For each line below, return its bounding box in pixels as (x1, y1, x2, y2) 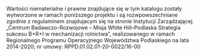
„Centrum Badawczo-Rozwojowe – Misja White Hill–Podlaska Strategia (6, 24, 181, 31)
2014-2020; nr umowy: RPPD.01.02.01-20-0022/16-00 (6, 43, 141, 50)
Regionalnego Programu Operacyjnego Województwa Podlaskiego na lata (6, 37, 189, 43)
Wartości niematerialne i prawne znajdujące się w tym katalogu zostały (6, 5, 183, 12)
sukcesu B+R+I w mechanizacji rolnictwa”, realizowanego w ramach (6, 30, 175, 38)
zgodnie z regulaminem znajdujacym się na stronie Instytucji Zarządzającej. (6, 18, 194, 24)
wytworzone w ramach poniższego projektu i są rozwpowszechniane (6, 11, 178, 18)
